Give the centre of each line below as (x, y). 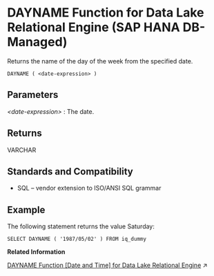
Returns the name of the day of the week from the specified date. (100, 61)
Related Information (36, 252)
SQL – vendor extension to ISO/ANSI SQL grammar (89, 188)
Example (26, 209)
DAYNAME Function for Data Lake (106, 13)
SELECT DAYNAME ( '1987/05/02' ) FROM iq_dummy (77, 239)
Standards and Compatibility (70, 171)
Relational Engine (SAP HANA (94, 27)
